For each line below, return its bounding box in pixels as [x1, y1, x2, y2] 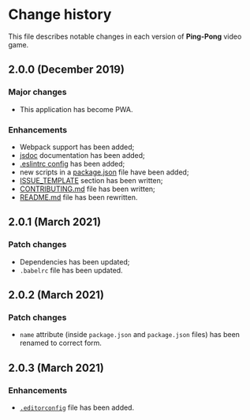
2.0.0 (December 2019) [8, 63, 125, 77]
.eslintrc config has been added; [19, 159, 125, 168]
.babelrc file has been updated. [19, 265, 124, 275]
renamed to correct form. [19, 338, 103, 348]
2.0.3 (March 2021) [8, 361, 104, 374]
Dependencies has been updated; [19, 257, 130, 266]
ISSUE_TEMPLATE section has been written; [19, 175, 163, 185]
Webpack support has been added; [19, 142, 135, 152]
